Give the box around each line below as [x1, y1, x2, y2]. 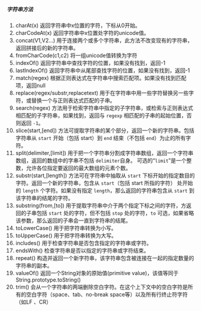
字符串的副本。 [15, 262, 53, 269]
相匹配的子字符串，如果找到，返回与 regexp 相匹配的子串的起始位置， [15, 112, 187, 119]
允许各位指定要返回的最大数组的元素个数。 [26, 164, 131, 171]
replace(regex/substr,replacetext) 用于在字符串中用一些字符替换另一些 [15, 89, 189, 96]
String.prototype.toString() [15, 276, 81, 283]
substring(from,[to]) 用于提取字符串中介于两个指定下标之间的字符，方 [15, 202, 187, 209]
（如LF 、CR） [15, 298, 52, 306]
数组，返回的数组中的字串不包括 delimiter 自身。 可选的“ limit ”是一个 [15, 157, 187, 164]
